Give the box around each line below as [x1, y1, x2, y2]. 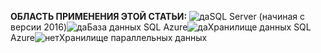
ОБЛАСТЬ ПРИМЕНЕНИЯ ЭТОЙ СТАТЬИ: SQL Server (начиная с [10, 11, 305, 22]
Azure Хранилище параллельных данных [10, 32, 208, 43]
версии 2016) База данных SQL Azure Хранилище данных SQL [10, 21, 312, 33]
